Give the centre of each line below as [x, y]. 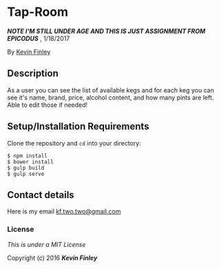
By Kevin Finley [29, 52]
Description [33, 73]
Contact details [41, 195]
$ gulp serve [26, 174]
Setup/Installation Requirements [78, 127]
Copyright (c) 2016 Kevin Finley [52, 258]
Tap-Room [38, 12]
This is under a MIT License [46, 244]
